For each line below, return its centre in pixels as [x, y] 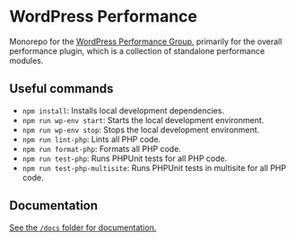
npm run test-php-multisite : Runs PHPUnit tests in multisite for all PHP [154, 167]
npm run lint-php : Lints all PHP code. [91, 139]
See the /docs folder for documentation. [83, 228]
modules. [26, 60]
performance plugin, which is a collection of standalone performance [137, 50]
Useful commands [61, 89]
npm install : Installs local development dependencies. [123, 111]
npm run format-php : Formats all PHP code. [102, 148]
